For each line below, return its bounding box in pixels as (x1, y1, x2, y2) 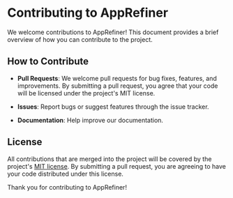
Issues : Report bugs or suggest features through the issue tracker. (17, 102, 209, 111)
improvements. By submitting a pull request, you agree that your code (17, 82, 218, 90)
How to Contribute (7, 56, 89, 68)
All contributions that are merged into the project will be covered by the (7, 155, 212, 163)
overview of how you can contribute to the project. (7, 35, 153, 43)
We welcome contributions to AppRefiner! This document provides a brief (7, 28, 219, 36)
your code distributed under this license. (7, 169, 124, 178)
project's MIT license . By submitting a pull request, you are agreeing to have (7, 162, 227, 170)
